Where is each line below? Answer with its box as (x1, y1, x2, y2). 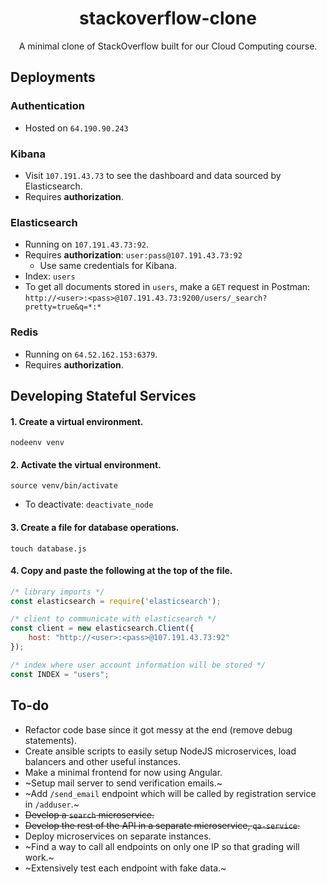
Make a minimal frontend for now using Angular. (24, 766, 223, 778)
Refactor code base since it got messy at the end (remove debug (24, 723, 293, 736)
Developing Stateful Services (10, 387, 197, 404)
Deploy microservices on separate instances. (24, 830, 212, 842)
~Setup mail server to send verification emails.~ (24, 777, 223, 789)
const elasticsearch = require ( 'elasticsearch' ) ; (10, 596, 222, 606)
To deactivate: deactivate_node (24, 498, 154, 511)
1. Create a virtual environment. (10, 415, 144, 427)
